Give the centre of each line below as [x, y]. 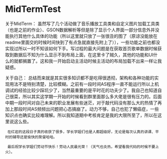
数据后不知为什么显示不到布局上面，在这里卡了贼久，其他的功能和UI [83, 55]
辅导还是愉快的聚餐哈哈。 [35, 137]
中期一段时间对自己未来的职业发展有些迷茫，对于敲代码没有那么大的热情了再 [83, 103]
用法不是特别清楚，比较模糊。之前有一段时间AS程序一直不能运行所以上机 [84, 84]
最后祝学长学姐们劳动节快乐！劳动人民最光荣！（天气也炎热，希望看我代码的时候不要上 [83, 147]
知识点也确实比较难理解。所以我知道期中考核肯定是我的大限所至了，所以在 [81, 115]
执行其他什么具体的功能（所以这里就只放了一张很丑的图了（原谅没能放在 [83, 36]
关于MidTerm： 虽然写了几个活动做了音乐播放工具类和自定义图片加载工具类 [83, 23]
